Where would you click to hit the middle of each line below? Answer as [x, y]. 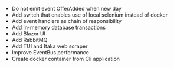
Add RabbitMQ [29, 40]
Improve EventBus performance [50, 52]
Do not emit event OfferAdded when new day [67, 9]
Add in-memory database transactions [59, 27]
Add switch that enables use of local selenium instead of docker [90, 15]
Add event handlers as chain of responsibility [67, 21]
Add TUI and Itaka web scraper [50, 46]
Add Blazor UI [29, 34]
